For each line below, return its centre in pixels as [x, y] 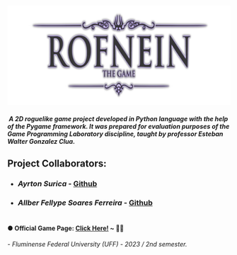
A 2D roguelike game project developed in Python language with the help [118, 118]
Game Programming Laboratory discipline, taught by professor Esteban [115, 134]
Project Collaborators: [57, 163]
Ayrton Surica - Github [57, 183]
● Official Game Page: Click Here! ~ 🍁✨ [66, 228]
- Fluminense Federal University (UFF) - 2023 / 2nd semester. [97, 244]
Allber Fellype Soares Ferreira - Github [85, 203]
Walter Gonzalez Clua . [41, 141]
